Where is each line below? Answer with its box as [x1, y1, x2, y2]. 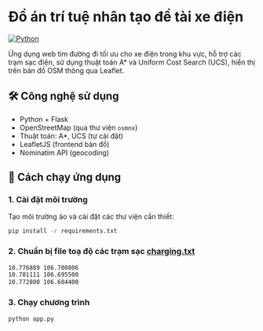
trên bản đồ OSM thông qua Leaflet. [8, 65, 125, 75]
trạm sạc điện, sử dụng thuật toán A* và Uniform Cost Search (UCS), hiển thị [8, 57, 256, 67]
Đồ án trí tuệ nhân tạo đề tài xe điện [8, 8, 244, 26]
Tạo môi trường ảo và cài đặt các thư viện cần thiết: [8, 212, 174, 222]
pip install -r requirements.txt [8, 227, 118, 235]
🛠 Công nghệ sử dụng [8, 90, 119, 103]
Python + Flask [19, 114, 69, 123]
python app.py [8, 314, 55, 322]
